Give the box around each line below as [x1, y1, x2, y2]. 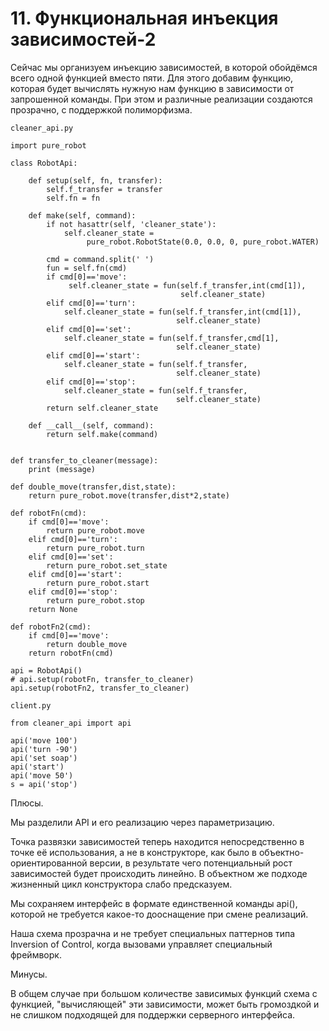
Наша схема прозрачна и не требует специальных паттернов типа [10, 927, 296, 939]
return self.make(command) [46, 429, 159, 439]
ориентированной [10, 857, 88, 869]
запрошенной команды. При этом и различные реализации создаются [10, 93, 313, 105]
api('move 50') [10, 770, 74, 781]
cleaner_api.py [10, 123, 74, 133]
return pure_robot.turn [46, 543, 145, 553]
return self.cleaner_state [46, 403, 159, 413]
